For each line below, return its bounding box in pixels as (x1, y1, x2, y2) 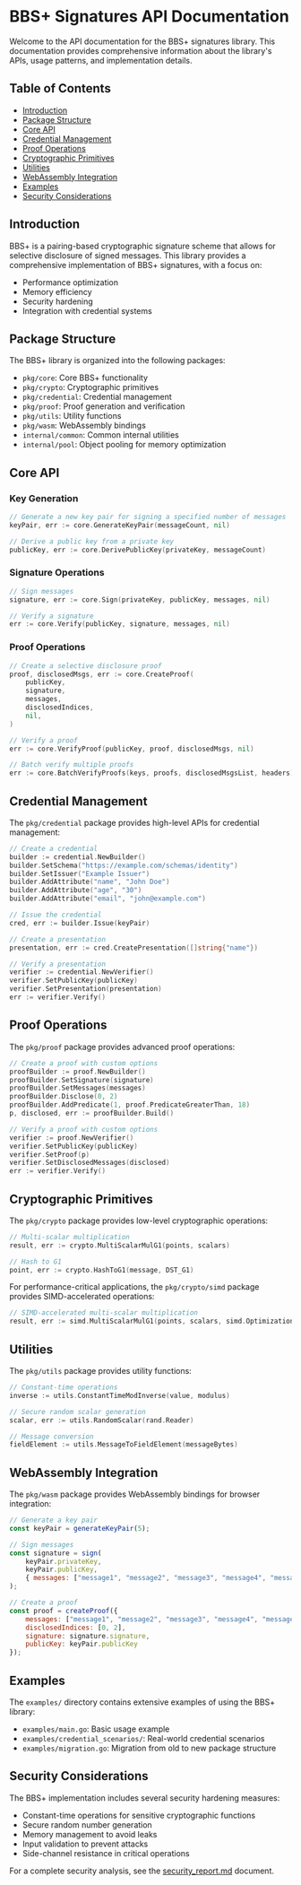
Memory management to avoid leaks (21, 1829, 158, 1839)
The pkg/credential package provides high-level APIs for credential (9, 817, 260, 828)
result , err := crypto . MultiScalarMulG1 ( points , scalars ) (9, 1240, 230, 1250)
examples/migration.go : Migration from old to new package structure (21, 1742, 277, 1754)
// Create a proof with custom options (9, 1058, 159, 1068)
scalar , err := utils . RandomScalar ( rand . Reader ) (9, 1415, 194, 1425)
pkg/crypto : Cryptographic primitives (21, 382, 159, 393)
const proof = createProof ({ (9, 1606, 118, 1615)
